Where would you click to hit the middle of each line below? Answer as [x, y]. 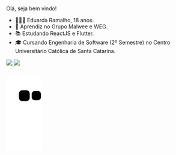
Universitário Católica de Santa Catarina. [65, 51]
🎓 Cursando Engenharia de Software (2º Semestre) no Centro [93, 42]
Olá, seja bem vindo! [32, 8]
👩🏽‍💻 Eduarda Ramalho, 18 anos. [54, 20]
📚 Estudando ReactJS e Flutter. [54, 33]
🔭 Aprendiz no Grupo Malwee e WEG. [61, 27]
